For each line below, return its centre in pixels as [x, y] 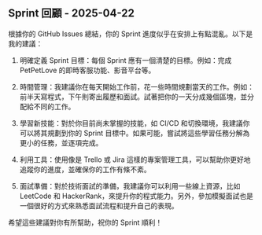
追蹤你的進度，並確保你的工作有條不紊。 [85, 169]
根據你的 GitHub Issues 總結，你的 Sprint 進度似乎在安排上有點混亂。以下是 [131, 34]
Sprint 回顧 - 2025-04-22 [72, 13]
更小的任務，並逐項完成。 [61, 142]
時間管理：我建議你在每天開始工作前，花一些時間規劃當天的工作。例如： [137, 86]
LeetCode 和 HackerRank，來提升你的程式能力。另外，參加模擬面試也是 [136, 196]
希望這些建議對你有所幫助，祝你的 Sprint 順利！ [85, 222]
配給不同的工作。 [47, 106]
